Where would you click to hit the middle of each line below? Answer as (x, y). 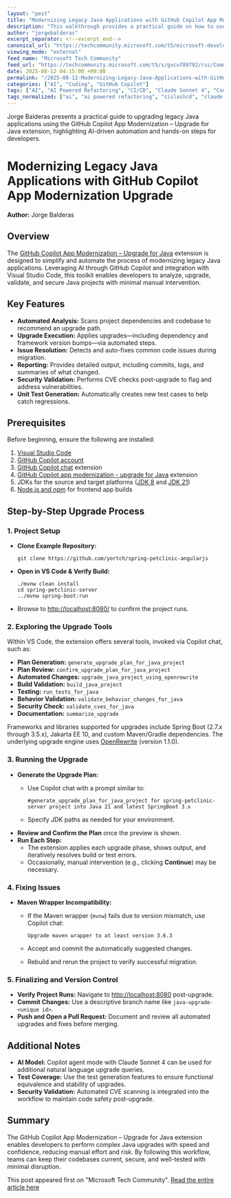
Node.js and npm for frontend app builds (75, 490)
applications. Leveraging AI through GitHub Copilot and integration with (108, 268)
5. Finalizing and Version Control (63, 979)
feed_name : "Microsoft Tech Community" (64, 59)
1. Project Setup (34, 530)
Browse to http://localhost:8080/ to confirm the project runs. (103, 609)
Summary (29, 1120)
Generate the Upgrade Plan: (57, 775)
